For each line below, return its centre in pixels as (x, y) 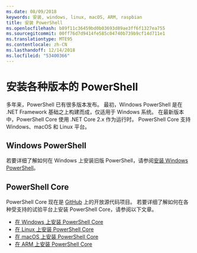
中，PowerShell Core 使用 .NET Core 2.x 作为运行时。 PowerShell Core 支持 (98, 119)
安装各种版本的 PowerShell (72, 87)
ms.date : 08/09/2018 (32, 12)
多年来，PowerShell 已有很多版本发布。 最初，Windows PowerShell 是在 (94, 104)
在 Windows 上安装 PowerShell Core (59, 222)
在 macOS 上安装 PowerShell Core (56, 237)
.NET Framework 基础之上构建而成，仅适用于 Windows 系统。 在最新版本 (95, 112)
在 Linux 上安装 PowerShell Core (54, 229)
